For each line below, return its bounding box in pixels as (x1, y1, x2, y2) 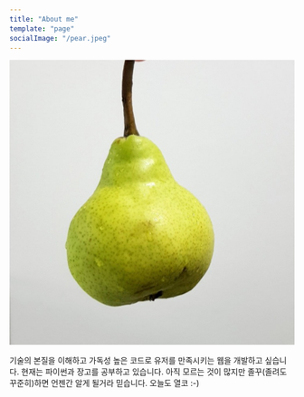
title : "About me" (9, 14, 79, 24)
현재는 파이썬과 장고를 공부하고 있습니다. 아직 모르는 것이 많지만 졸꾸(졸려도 (21, 366, 288, 377)
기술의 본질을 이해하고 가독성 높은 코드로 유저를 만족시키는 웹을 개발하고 (9, 355, 263, 366)
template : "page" (9, 24, 75, 33)
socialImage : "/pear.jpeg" (9, 33, 111, 43)
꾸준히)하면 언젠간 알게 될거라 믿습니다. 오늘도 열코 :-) (9, 378, 200, 389)
